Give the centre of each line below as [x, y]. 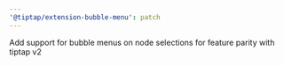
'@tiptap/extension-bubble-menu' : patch [85, 17]
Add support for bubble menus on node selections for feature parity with [142, 42]
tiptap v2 [25, 51]
